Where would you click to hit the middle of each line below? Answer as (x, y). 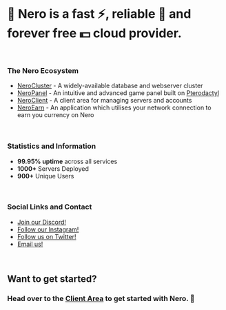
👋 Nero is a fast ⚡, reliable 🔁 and (99, 14)
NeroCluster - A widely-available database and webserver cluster (110, 86)
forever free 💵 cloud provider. (94, 33)
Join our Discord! (42, 222)
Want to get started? (52, 279)
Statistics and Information (52, 146)
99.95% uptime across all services (67, 161)
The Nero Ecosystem (43, 70)
